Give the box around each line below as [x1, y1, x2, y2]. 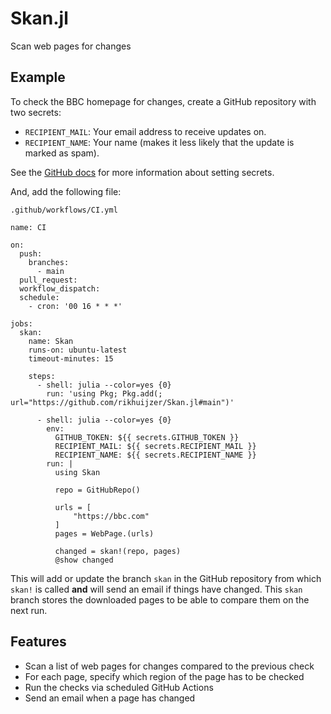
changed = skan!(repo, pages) [54, 546, 182, 556]
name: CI [10, 222, 47, 232]
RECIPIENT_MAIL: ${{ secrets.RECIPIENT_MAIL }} [54, 441, 257, 451]
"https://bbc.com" [73, 511, 150, 521]
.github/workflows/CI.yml [10, 205, 118, 215]
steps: [28, 371, 56, 381]
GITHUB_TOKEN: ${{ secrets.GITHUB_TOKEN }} [54, 432, 240, 442]
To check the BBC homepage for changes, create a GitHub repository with [10, 95, 317, 107]
